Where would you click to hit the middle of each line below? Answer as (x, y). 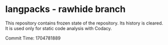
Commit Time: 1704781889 (33, 38)
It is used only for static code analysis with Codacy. (59, 28)
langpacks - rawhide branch (66, 9)
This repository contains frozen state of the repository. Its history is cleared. (84, 23)
